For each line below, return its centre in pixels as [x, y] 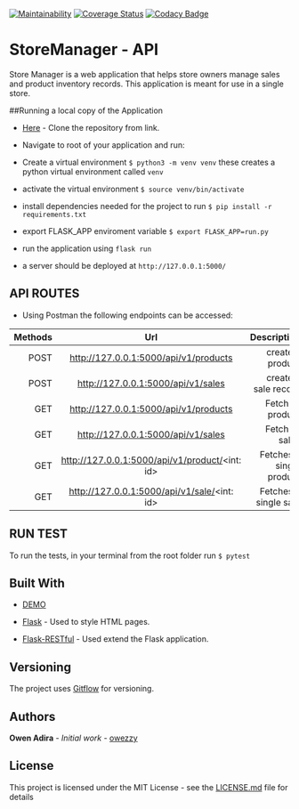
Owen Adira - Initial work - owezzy [73, 738]
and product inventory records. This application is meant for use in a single [147, 84]
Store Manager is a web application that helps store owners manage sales [145, 74]
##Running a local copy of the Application [86, 110]
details [21, 797]
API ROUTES [44, 294]
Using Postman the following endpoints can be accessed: [127, 315]
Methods [33, 336]
